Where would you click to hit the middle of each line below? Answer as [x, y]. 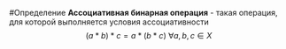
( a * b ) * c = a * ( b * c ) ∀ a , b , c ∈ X [149, 35]
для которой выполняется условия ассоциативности [109, 22]
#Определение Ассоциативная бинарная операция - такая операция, [143, 13]
